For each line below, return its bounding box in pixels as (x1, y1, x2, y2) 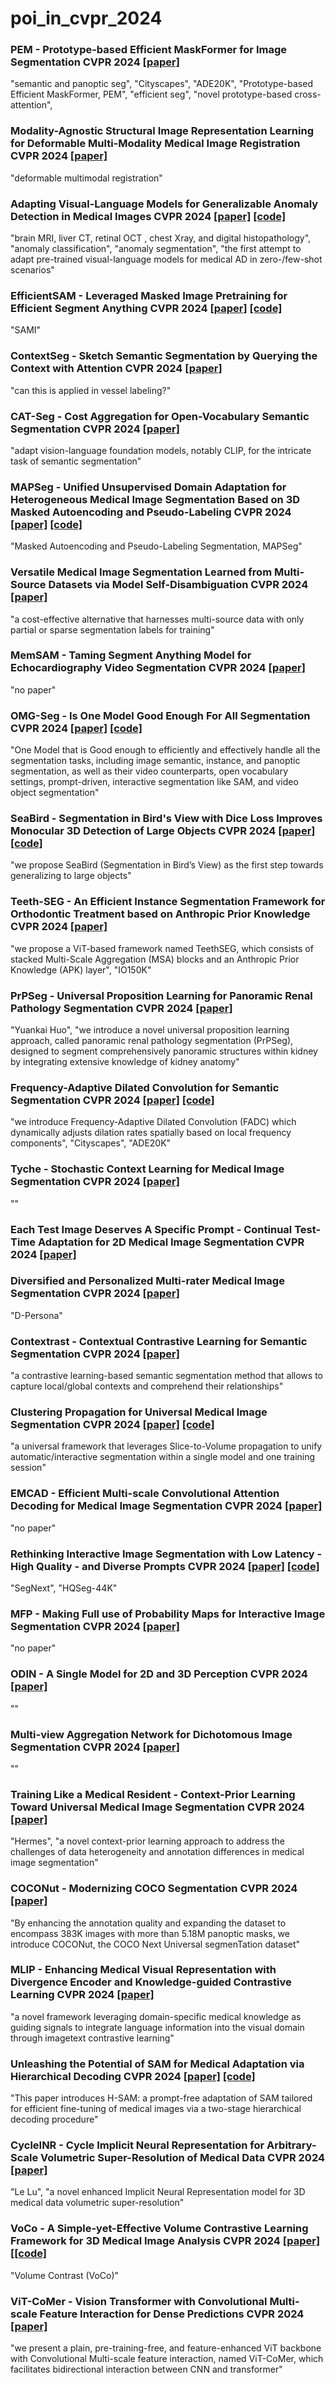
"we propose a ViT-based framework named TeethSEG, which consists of (10, 942, 314, 954)
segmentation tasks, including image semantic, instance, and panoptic (10, 755, 301, 767)
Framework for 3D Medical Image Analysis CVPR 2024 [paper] (10, 2234, 321, 2248)
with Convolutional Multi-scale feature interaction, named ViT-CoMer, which (10, 2353, 324, 2365)
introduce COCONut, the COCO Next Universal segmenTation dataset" (10, 1938, 301, 1950)
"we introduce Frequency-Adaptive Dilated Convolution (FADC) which (10, 1116, 297, 1128)
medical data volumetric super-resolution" (10, 2197, 185, 2209)
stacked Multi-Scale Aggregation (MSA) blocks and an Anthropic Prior (10, 953, 300, 965)
